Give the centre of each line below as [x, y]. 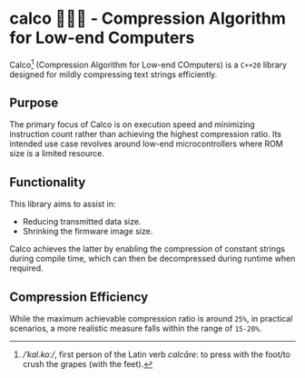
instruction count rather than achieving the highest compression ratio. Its [146, 134]
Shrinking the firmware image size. [88, 232]
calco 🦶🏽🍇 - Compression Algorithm [148, 19]
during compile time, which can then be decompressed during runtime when [152, 259]
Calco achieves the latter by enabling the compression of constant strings [148, 249]
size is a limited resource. [57, 154]
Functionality [48, 182]
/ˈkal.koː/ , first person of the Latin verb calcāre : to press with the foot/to [156, 354]
